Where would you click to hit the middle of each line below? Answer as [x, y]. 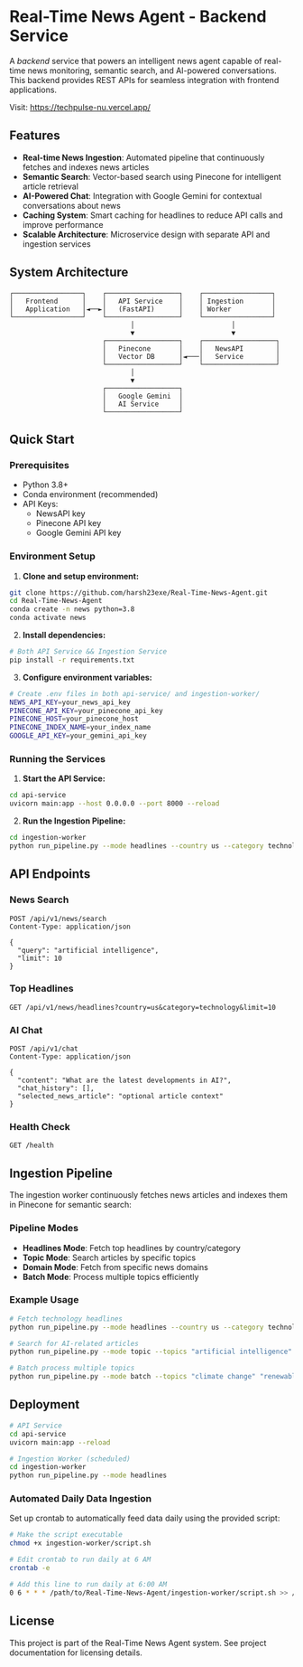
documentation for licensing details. [76, 1653]
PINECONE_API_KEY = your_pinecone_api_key [87, 711]
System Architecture [69, 273]
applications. [33, 89]
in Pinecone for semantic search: [71, 1205]
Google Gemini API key [78, 533]
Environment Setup [53, 556]
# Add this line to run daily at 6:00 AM [88, 1584]
